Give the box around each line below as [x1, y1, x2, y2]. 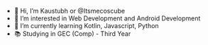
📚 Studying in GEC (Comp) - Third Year [13, 30, 131, 38]
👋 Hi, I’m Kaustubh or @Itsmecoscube [13, 7, 126, 15]
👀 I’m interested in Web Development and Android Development [13, 14, 201, 22]
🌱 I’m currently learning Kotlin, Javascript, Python [13, 22, 159, 30]
